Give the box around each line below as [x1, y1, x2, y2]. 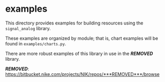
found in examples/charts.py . [5, 40, 66, 46]
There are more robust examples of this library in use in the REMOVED [5, 50, 153, 57]
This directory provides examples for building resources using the [5, 20, 144, 26]
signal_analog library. [5, 25, 51, 31]
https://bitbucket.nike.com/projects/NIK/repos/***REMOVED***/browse [5, 71, 160, 77]
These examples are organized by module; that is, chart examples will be [5, 35, 158, 41]
